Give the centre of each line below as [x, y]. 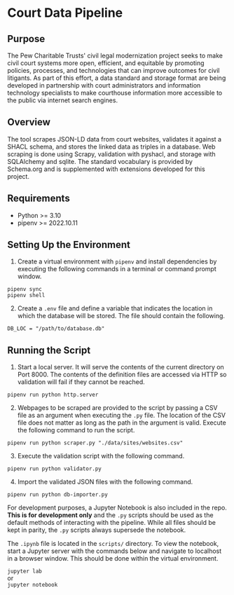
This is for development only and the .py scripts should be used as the [110, 515]
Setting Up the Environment [69, 245]
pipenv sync [25, 289]
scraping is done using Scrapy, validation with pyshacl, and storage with [111, 154]
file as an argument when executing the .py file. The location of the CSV [122, 416]
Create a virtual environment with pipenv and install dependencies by [117, 261]
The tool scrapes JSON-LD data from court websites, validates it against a [115, 139]
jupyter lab [25, 572]
